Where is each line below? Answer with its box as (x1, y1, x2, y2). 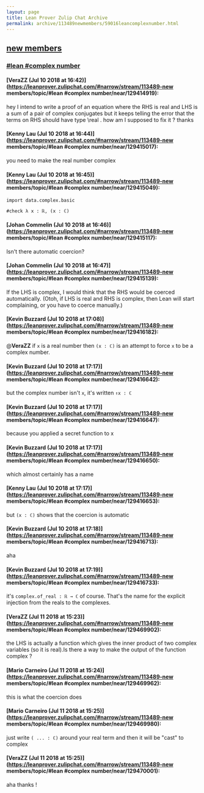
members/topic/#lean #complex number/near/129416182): (6, 328, 159, 336)
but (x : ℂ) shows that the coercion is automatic (6, 511, 129, 518)
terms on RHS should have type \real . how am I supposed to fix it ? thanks (6, 116, 194, 123)
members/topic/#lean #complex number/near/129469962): (6, 679, 161, 686)
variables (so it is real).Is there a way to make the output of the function (6, 646, 186, 653)
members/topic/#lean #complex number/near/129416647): (6, 416, 160, 423)
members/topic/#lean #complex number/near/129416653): (6, 497, 160, 505)
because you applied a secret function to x (6, 430, 114, 437)
